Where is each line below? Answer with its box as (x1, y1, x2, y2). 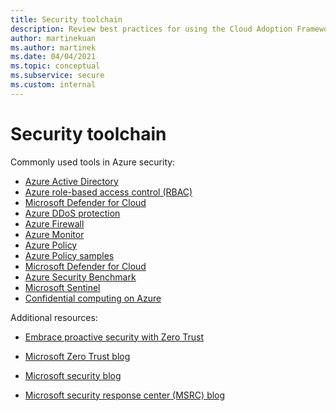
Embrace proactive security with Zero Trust (24, 331, 204, 343)
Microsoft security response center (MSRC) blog (24, 389, 226, 401)
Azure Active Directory (24, 175, 119, 187)
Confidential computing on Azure (24, 292, 162, 304)
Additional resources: (10, 311, 98, 323)
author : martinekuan (10, 33, 97, 43)
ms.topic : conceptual (10, 61, 101, 71)
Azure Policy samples (24, 249, 115, 261)
